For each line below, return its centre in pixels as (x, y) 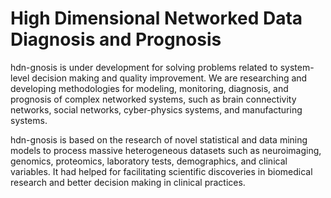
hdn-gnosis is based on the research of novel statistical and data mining (159, 139)
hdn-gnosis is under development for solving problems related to (144, 67)
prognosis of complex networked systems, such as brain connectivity (153, 99)
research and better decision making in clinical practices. (128, 182)
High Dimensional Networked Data (156, 18)
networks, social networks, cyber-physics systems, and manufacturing (156, 109)
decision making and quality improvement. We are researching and (169, 78)
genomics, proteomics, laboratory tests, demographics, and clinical (149, 161)
